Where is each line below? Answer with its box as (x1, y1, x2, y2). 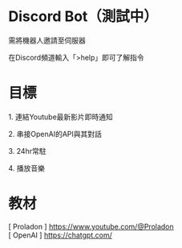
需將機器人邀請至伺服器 (8, 35, 86, 45)
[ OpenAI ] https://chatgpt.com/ (8, 230, 112, 240)
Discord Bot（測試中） (8, 7, 159, 26)
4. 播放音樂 (8, 163, 46, 173)
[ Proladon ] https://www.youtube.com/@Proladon (8, 221, 174, 231)
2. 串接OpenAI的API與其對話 (8, 129, 102, 138)
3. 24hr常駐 (8, 146, 47, 155)
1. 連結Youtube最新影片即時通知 (8, 112, 114, 122)
